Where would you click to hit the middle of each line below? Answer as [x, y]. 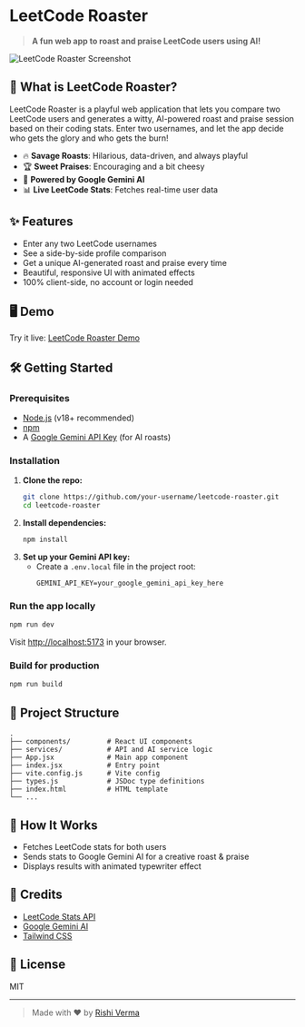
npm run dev [32, 625]
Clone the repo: [53, 480]
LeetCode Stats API [59, 916]
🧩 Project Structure [64, 712]
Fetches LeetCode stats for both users [94, 846]
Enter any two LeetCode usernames [89, 243]
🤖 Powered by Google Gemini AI [84, 179]
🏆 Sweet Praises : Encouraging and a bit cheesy [113, 166]
